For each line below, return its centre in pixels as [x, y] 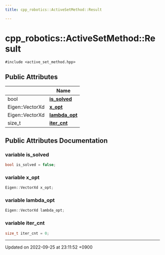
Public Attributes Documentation [56, 141]
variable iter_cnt [25, 223]
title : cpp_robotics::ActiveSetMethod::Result [54, 10]
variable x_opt [22, 177]
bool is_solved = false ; [30, 165]
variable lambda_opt [30, 200]
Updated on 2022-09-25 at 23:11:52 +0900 [49, 247]
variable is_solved [27, 155]
